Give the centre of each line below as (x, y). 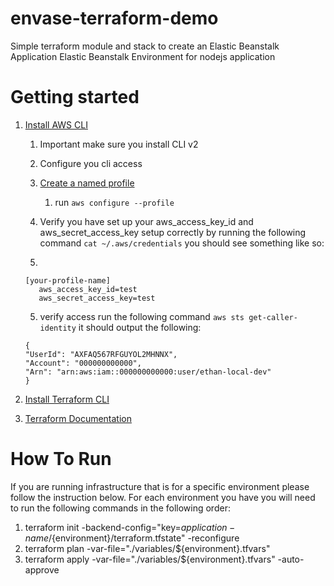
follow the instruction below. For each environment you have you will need (163, 497)
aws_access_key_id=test (88, 289)
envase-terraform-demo (114, 18)
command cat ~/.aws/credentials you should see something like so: (182, 243)
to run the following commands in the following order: (120, 508)
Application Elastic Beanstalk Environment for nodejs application (143, 56)
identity (58, 328)
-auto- (291, 559)
